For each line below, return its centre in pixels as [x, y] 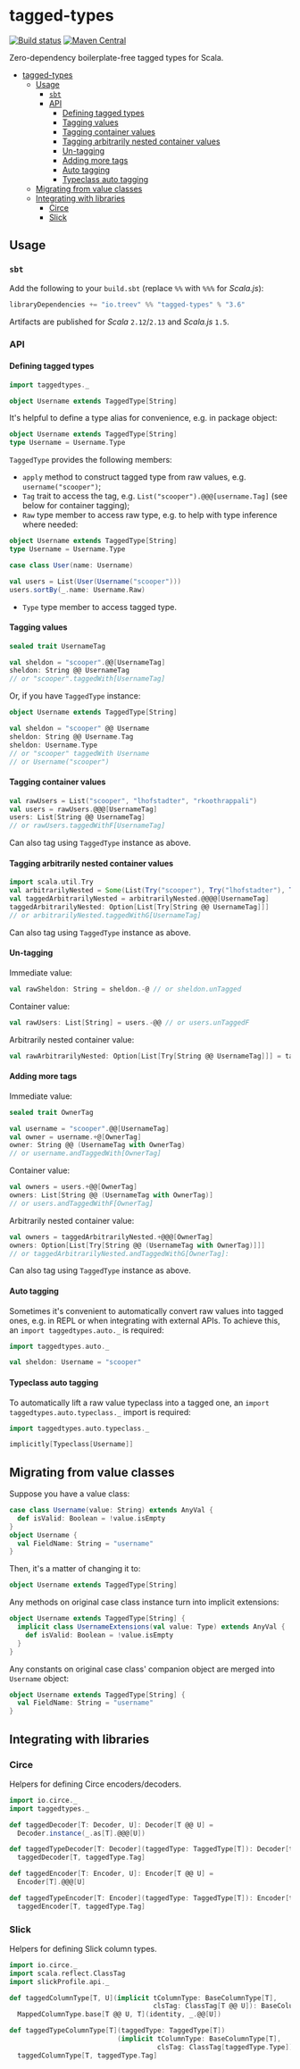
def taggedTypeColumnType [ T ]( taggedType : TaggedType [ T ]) [117, 2031]
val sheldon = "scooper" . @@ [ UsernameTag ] [87, 662]
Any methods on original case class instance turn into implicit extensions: [144, 1602]
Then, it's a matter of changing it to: [75, 1569]
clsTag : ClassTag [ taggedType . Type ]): [227, 2047]
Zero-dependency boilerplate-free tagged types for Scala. [117, 57]
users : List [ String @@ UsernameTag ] [77, 817]
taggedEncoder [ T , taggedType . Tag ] [81, 1906]
